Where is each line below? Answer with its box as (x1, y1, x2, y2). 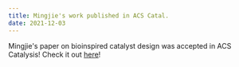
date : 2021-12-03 (8, 19, 66, 27)
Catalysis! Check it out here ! (8, 49, 101, 59)
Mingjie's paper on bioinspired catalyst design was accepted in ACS (8, 41, 232, 50)
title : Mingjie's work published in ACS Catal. (8, 11, 170, 20)
